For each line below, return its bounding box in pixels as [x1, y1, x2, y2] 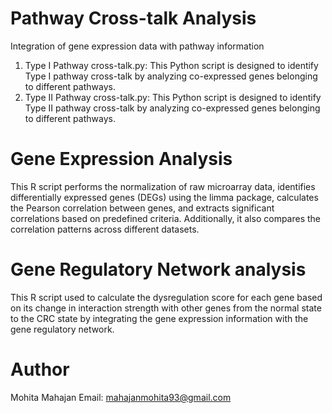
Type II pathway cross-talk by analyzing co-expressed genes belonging [24, 102, 321, 114]
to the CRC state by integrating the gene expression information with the [10, 312, 309, 324]
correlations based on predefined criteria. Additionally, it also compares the [10, 212, 322, 224]
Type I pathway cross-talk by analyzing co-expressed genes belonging [24, 70, 318, 82]
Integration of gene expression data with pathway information [10, 40, 265, 52]
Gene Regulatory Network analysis [10, 258, 307, 281]
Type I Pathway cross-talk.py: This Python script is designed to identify [24, 59, 319, 71]
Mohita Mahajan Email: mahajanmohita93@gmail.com [10, 391, 232, 403]
